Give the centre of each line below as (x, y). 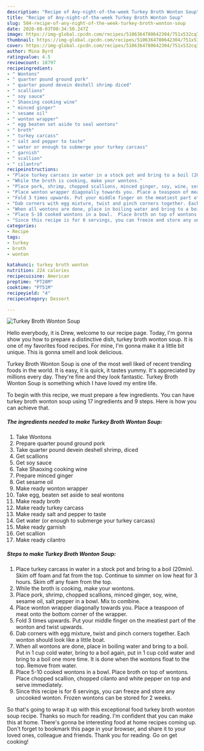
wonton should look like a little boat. (60, 640)
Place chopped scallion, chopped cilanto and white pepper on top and (103, 678)
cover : (15, 46)
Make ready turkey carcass (50, 508)
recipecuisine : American (38, 276)
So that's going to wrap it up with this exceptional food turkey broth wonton (101, 710)
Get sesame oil (34, 482)
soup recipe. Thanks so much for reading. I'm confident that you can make (100, 716)
